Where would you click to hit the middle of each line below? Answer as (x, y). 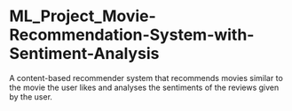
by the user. (31, 96)
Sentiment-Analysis (84, 54)
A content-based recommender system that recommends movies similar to (146, 78)
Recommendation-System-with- (132, 35)
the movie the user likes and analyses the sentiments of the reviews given (144, 87)
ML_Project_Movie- (83, 16)
